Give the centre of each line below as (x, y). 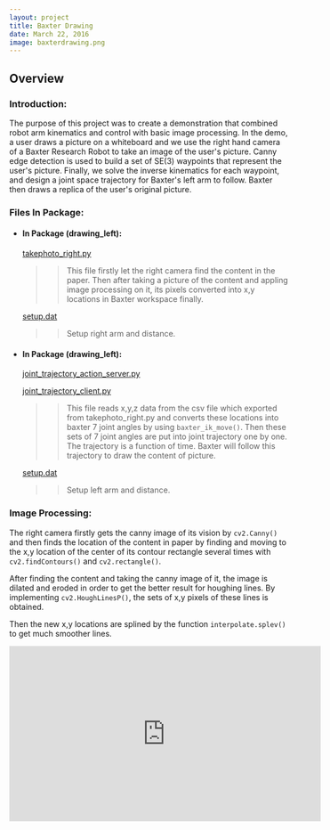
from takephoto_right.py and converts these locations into (173, 418)
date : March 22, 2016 (49, 34)
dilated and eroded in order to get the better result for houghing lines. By (142, 588)
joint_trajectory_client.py (66, 391)
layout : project (39, 17)
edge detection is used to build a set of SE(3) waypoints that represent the (145, 160)
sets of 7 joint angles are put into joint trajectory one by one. (177, 436)
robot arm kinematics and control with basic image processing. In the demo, (149, 132)
